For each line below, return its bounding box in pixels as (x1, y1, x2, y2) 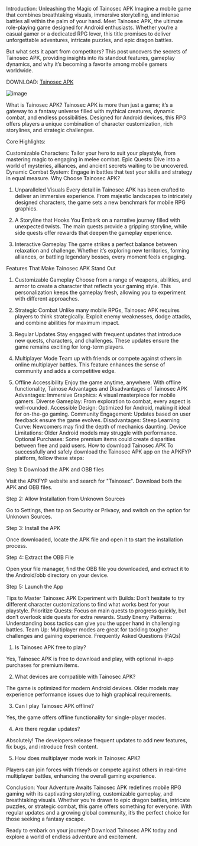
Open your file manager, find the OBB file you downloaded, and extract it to (6, 566, 189, 572)
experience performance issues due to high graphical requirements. (6, 691, 172, 698)
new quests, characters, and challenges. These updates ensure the (14, 337, 179, 344)
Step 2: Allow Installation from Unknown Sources (6, 495, 125, 502)
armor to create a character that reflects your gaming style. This (14, 283, 171, 289)
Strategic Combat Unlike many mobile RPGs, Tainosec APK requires (14, 307, 180, 314)
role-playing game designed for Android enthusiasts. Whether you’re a (6, 24, 178, 31)
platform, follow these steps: (14, 455, 85, 461)
